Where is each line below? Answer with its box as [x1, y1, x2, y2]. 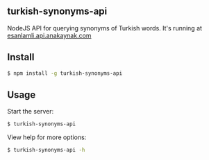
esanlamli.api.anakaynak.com [7, 31, 92, 39]
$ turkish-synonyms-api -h [7, 147, 85, 154]
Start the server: [7, 107, 54, 116]
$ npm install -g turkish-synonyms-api [7, 69, 123, 77]
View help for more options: [7, 133, 87, 141]
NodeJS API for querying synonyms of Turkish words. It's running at [7, 24, 203, 32]
